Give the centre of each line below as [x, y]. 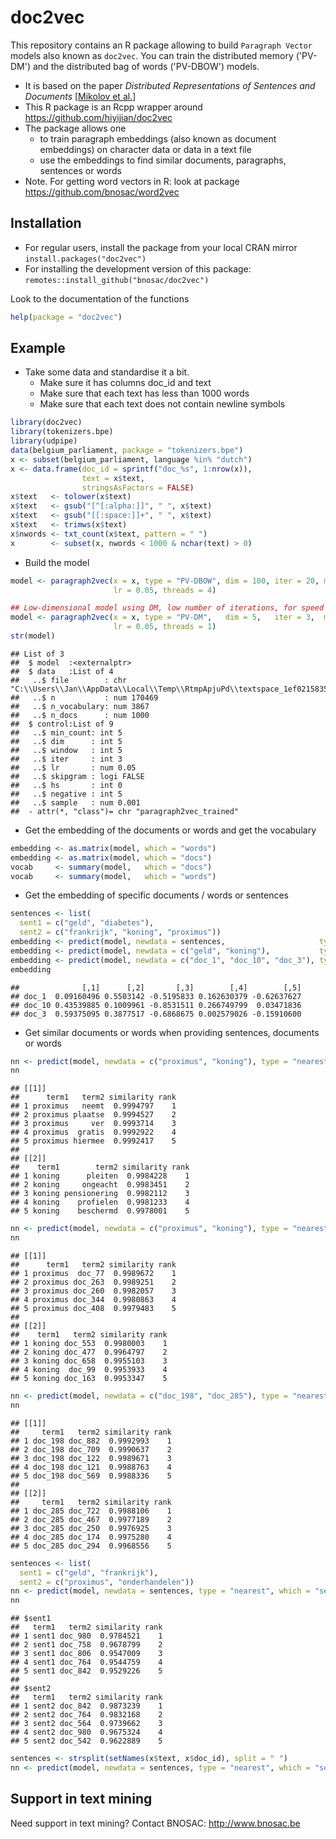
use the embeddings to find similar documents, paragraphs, [163, 160]
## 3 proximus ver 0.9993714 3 [93, 1124]
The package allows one [75, 128]
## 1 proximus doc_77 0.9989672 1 [93, 1274]
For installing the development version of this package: [138, 268]
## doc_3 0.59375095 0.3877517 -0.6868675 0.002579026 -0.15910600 [156, 1014]
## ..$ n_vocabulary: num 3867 [80, 706]
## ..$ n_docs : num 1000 [80, 715]
